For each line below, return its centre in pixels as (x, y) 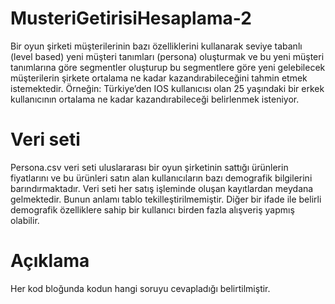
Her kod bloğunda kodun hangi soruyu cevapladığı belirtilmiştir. (140, 288)
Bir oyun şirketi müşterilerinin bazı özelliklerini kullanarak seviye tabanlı (156, 46)
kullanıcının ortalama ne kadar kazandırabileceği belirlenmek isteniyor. (155, 99)
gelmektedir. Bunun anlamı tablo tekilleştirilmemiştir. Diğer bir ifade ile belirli (166, 199)
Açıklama (50, 261)
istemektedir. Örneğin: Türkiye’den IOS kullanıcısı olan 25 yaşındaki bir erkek (167, 88)
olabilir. (25, 220)
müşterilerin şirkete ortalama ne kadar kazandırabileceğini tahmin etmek (159, 78)
